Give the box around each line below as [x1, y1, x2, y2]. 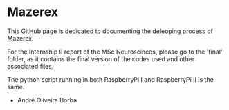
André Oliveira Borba [17, 96, 77, 104]
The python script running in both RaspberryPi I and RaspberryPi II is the [7, 75, 214, 83]
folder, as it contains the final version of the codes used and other [7, 54, 195, 63]
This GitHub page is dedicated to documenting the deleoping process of [7, 27, 213, 35]
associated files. [7, 62, 54, 70]
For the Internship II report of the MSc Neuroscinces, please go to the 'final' [7, 47, 223, 56]
